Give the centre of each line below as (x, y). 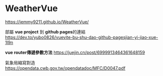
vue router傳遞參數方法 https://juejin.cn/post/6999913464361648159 (75, 52)
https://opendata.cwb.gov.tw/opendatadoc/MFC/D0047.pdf (65, 68)
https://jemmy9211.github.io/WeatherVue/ (47, 22)
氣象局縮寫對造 (20, 62)
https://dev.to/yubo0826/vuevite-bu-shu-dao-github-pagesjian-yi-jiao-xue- (81, 37)
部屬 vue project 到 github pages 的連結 (45, 31)
